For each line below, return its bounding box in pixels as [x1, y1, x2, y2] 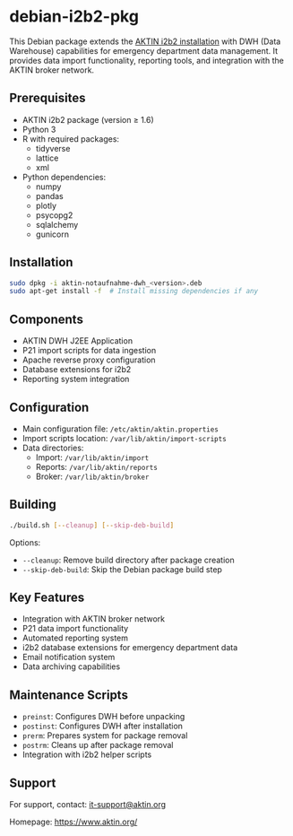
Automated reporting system [22, 632, 128, 643]
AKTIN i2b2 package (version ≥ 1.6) [22, 114, 154, 125]
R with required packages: [22, 133, 119, 144]
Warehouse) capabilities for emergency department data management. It [9, 45, 279, 56]
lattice [35, 152, 59, 163]
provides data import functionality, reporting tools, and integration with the [9, 55, 284, 65]
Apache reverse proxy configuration [22, 354, 156, 365]
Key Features [9, 590, 85, 605]
